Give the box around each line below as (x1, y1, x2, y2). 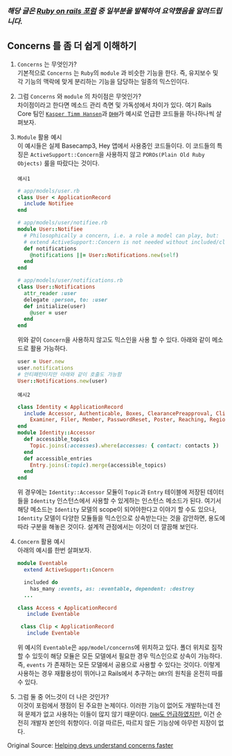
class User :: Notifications (17, 283, 96, 291)
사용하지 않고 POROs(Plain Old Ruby (105, 150, 206, 158)
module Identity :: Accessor (17, 429, 96, 437)
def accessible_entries (24, 455, 92, 462)
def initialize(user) (24, 303, 87, 310)
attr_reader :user (24, 289, 77, 296)
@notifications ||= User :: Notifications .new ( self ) (30, 251, 179, 258)
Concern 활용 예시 (17, 537, 66, 546)
